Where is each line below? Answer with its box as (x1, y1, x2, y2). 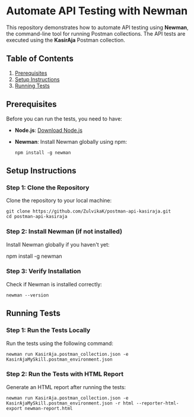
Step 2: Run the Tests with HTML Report (6, 370, 123, 378)
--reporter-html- (136, 400, 179, 406)
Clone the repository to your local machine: (6, 197, 112, 204)
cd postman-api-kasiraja (6, 214, 68, 220)
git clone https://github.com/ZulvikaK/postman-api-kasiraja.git (6, 208, 171, 214)
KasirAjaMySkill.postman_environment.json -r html (6, 400, 134, 406)
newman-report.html (24, 405, 73, 411)
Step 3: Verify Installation (6, 267, 81, 276)
